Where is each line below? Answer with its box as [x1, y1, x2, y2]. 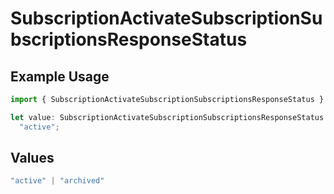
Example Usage [10, 68, 110, 85]
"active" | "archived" [10, 176, 105, 186]
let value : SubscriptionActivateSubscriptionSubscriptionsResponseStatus [10, 112, 325, 122]
